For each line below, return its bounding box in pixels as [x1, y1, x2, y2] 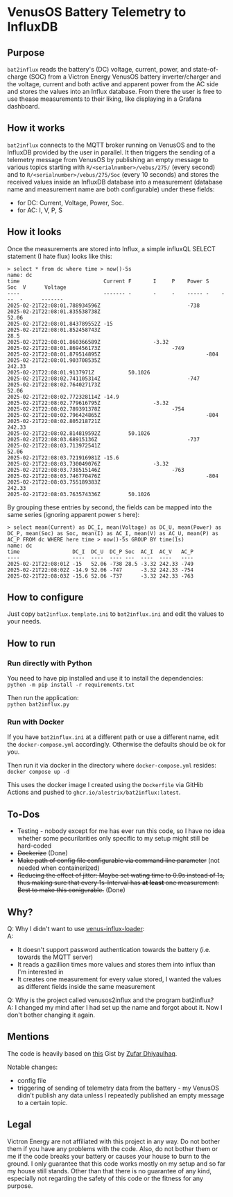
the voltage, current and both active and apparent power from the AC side [7, 80, 219, 88]
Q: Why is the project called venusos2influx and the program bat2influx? [7, 996, 214, 1004]
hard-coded [17, 841, 52, 850]
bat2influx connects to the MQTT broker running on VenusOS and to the [7, 141, 216, 149]
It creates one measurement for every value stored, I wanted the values [17, 975, 222, 983]
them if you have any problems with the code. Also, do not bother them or [7, 1144, 218, 1152]
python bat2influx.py [7, 701, 70, 708]
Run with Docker [7, 718, 64, 727]
